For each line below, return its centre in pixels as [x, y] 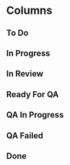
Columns [29, 11]
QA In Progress [35, 115]
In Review [25, 74]
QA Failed [25, 136]
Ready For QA [33, 94]
